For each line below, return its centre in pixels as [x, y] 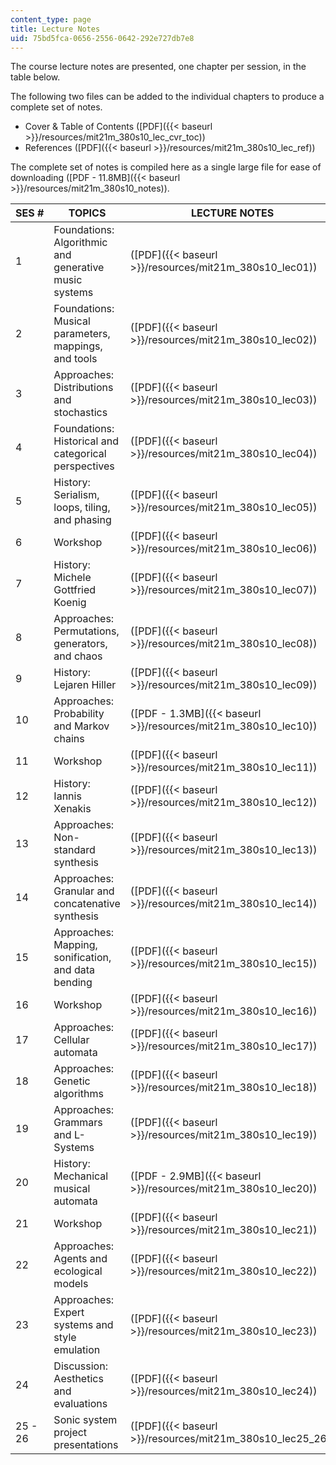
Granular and [84, 891]
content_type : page [51, 19]
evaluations [80, 1404]
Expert [69, 1313]
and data [74, 970]
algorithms [78, 1094]
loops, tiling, [82, 508]
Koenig [70, 603]
